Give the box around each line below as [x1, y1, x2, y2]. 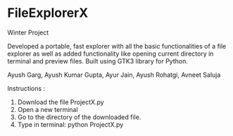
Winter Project [7, 28, 49, 37]
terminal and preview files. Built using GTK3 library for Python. [7, 56, 188, 65]
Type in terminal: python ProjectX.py [17, 120, 124, 128]
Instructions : [7, 84, 46, 92]
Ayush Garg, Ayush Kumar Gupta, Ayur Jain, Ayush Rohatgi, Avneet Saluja [7, 70, 221, 79]
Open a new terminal [17, 105, 79, 113]
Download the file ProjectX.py [17, 97, 104, 106]
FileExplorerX [7, 5, 89, 21]
